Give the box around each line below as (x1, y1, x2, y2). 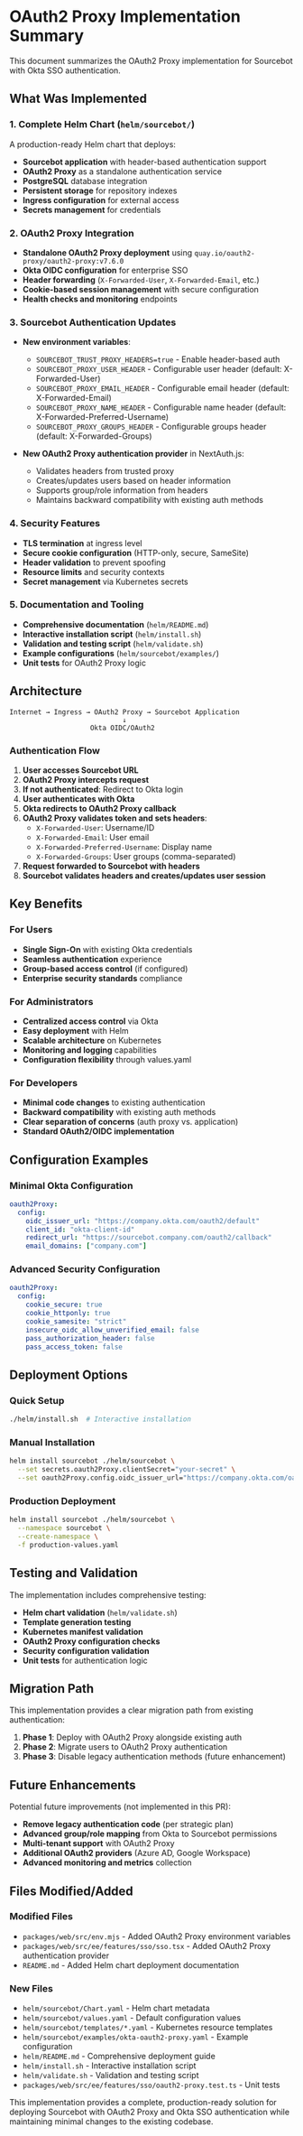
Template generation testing (22, 1616, 132, 1627)
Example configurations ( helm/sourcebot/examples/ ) (22, 647, 219, 658)
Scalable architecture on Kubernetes (22, 1035, 162, 1045)
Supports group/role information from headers (35, 485, 209, 496)
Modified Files (9, 1910, 74, 1923)
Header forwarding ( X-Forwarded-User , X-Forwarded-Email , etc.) (22, 274, 260, 285)
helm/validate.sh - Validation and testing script (22, 2070, 199, 2081)
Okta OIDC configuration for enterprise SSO (22, 265, 188, 275)
